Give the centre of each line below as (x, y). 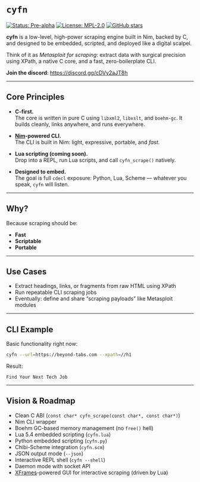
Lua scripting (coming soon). (51, 153)
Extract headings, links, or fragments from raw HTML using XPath (96, 286)
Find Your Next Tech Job (37, 377)
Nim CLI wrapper (35, 422)
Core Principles (35, 97)
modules (26, 305)
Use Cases (26, 271)
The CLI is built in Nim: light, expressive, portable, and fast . (87, 142)
